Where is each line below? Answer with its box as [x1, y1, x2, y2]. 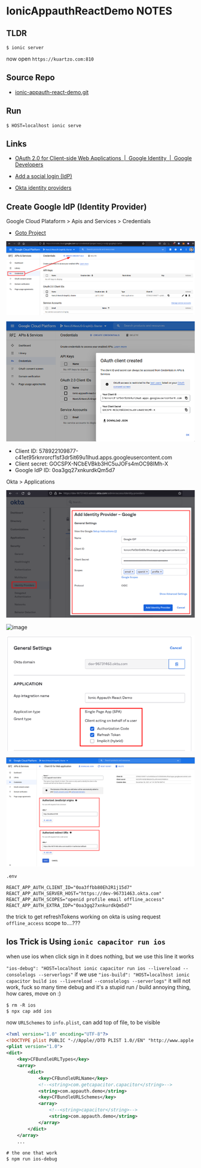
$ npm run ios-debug [6, 1156, 58, 1162]
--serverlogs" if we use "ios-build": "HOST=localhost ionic [38, 971, 190, 978]
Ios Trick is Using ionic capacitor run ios [6, 937, 166, 947]
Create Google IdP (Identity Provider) [6, 202, 147, 212]
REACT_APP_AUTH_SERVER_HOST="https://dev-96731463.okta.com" [6, 890, 162, 896]
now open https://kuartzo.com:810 [6, 55, 94, 62]
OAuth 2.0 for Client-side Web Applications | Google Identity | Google [14, 155, 193, 162]
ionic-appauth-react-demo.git [14, 88, 89, 95]
